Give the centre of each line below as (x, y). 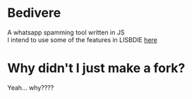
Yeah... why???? (31, 87)
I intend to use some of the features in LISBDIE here (82, 39)
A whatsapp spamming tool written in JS (66, 32)
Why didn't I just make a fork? (96, 68)
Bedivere (34, 13)
